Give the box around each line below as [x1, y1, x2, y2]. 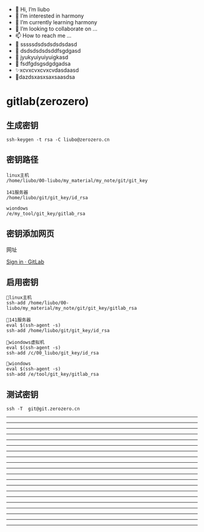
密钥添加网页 [6, 228, 55, 239]
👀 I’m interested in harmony [15, 12, 84, 19]
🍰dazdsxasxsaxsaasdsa [15, 73, 75, 80]
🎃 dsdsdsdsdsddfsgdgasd [15, 47, 81, 54]
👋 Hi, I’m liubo [15, 6, 50, 13]
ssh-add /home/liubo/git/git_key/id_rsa [6, 328, 110, 334]
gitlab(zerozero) [6, 95, 89, 109]
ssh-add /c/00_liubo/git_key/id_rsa [6, 350, 99, 356]
